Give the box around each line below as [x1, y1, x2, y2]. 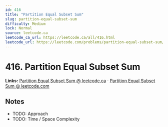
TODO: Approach [12, 111, 48, 117]
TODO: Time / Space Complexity [12, 116, 80, 122]
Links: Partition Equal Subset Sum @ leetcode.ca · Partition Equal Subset [5, 78, 155, 84]
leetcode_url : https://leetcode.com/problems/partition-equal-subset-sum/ [5, 40, 164, 45]
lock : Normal [5, 26, 32, 31]
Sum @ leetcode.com [5, 83, 49, 89]
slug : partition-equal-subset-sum [5, 16, 77, 21]
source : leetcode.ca [5, 30, 48, 35]
